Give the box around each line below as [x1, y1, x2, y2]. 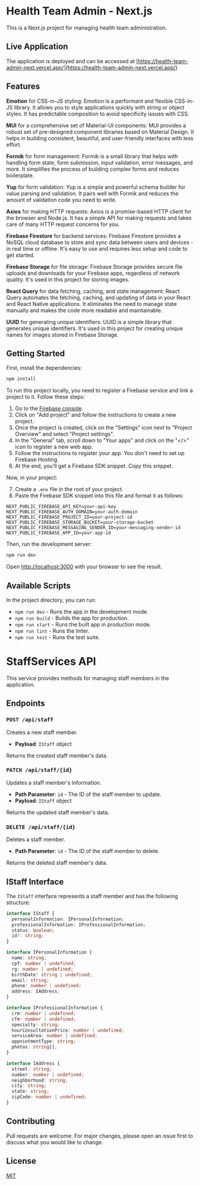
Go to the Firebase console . [14, 405, 84, 412]
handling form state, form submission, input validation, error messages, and [6, 159, 193, 166]
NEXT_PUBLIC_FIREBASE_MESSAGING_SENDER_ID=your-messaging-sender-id [6, 525, 181, 531]
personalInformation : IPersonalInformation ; [11, 916, 125, 922]
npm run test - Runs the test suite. [14, 633, 101, 641]
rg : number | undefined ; [11, 966, 74, 972]
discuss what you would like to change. [6, 1138, 104, 1146]
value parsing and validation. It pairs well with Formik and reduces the [6, 189, 178, 197]
